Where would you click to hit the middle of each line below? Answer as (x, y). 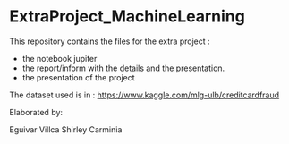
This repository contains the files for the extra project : (110, 41)
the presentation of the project (79, 77)
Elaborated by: (36, 112)
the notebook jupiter (59, 58)
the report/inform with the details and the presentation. (123, 68)
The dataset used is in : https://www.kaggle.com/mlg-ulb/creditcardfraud (144, 95)
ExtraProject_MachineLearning (127, 17)
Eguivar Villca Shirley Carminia (66, 129)
